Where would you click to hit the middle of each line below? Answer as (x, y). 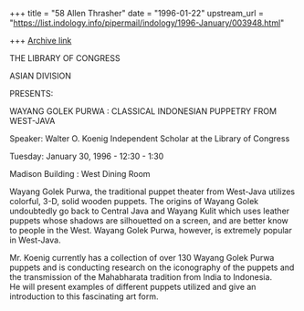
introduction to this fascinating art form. (84, 296)
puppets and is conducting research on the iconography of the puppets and (152, 267)
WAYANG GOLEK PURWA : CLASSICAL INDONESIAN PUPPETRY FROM (143, 111)
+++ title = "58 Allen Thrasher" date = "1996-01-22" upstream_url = (137, 13)
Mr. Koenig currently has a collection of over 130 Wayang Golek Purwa (142, 258)
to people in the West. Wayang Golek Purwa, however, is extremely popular (151, 230)
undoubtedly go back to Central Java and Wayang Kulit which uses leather (150, 211)
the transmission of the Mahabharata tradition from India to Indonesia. (141, 277)
